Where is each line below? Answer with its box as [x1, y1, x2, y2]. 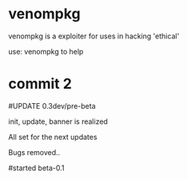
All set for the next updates [8, 132, 97, 141]
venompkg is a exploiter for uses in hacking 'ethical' [8, 31, 180, 41]
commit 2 [8, 75, 72, 93]
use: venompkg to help [8, 46, 84, 56]
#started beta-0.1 [8, 163, 66, 173]
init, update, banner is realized [8, 117, 108, 126]
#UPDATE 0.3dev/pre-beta [8, 101, 96, 110]
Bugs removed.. [8, 147, 61, 157]
